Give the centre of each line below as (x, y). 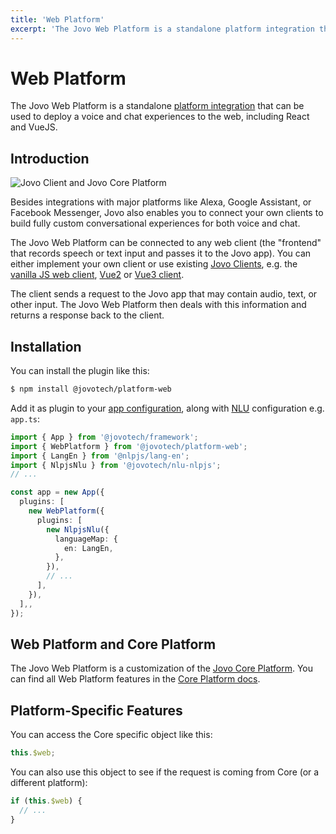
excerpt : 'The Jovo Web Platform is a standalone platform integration (162, 29)
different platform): (49, 783)
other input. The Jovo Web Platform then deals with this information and (158, 305)
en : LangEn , (88, 548)
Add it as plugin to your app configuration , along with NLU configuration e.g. (167, 408)
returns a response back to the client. (87, 315)
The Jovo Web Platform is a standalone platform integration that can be (157, 106)
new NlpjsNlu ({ (78, 529)
